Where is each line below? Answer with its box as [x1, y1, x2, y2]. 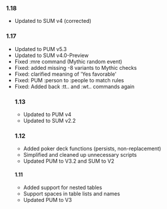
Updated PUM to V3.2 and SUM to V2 [23, 157, 114, 165]
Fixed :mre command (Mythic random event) [14, 58, 122, 65]
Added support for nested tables [23, 184, 103, 191]
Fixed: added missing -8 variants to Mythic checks [14, 64, 137, 71]
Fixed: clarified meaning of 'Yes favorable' [14, 70, 117, 77]
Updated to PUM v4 [23, 110, 71, 118]
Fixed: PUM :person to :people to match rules [14, 76, 124, 83]
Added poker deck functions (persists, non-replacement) [23, 145, 161, 152]
